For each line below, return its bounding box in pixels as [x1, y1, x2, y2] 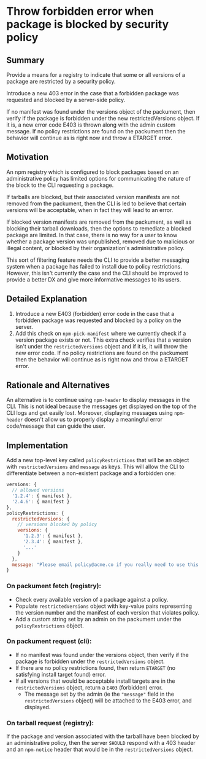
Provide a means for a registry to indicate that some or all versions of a [6, 71, 186, 78]
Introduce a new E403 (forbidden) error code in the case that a [15, 310, 175, 317]
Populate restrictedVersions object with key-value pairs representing [15, 602, 192, 610]
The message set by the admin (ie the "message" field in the [24, 690, 175, 698]
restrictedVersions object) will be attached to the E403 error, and [24, 696, 192, 704]
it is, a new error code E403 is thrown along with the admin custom [6, 121, 176, 128]
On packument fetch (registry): [6, 582, 101, 591]
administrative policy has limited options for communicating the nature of [6, 175, 191, 182]
